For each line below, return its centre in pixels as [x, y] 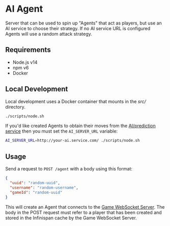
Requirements [28, 50]
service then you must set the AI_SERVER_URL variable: [62, 131]
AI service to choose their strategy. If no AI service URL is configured [78, 28]
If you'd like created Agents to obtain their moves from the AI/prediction [81, 126]
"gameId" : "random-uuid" [36, 192]
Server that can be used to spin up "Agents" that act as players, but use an [83, 23]
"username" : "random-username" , [44, 187]
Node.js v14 [25, 62]
